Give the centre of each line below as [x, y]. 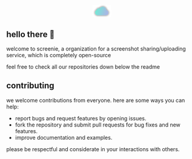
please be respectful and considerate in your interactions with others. [93, 149]
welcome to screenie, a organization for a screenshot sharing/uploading [96, 49]
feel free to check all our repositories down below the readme [83, 67]
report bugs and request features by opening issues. [81, 118]
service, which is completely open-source [59, 55]
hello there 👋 [31, 34]
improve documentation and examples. [64, 137]
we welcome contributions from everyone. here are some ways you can [96, 100]
